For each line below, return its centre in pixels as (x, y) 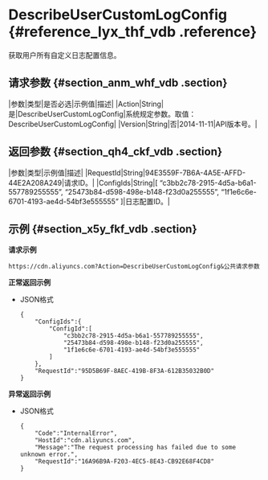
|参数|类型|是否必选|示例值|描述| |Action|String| (86, 104)
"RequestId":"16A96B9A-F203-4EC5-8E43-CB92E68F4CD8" (125, 462)
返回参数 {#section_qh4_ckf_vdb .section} (116, 152)
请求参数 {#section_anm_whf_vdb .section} (118, 83)
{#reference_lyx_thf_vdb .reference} (133, 32)
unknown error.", (49, 455)
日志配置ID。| (148, 201)
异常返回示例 (29, 394)
